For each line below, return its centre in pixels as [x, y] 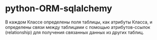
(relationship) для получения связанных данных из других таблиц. [75, 32]
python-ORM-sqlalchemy [59, 9]
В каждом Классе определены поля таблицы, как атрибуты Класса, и [79, 22]
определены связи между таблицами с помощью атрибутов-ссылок [78, 27]
